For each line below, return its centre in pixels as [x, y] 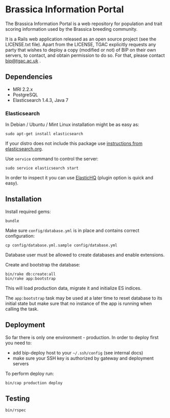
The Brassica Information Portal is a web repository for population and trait [84, 24]
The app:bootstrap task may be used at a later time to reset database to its [84, 298]
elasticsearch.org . [24, 149]
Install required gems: [28, 212]
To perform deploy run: [30, 373]
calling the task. [22, 309]
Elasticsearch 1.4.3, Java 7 [41, 100]
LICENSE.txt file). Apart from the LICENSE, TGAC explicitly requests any [81, 44]
